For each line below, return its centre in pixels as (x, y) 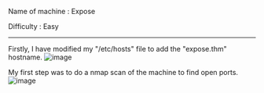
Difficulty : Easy (33, 26)
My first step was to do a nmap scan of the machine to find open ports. (123, 72)
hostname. (26, 57)
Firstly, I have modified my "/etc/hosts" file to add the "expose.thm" (117, 49)
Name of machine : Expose (52, 11)
